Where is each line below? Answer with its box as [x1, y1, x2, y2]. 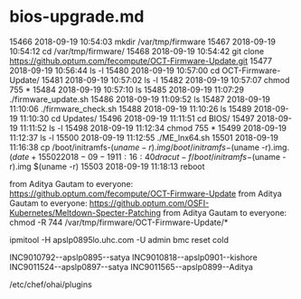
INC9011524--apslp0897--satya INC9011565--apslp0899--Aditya [9, 261, 253, 272]
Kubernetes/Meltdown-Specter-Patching [9, 207, 161, 218]
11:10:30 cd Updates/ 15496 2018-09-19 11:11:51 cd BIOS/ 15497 [19, 113, 255, 124]
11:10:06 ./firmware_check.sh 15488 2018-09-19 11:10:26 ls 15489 [9, 103, 252, 114]
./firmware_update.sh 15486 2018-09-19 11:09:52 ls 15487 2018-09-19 [9, 93, 271, 105]
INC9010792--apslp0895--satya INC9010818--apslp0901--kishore [9, 251, 258, 263]
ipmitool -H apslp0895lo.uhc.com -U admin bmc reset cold [9, 234, 229, 245]
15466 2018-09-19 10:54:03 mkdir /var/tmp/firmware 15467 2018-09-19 [9, 36, 276, 47]
